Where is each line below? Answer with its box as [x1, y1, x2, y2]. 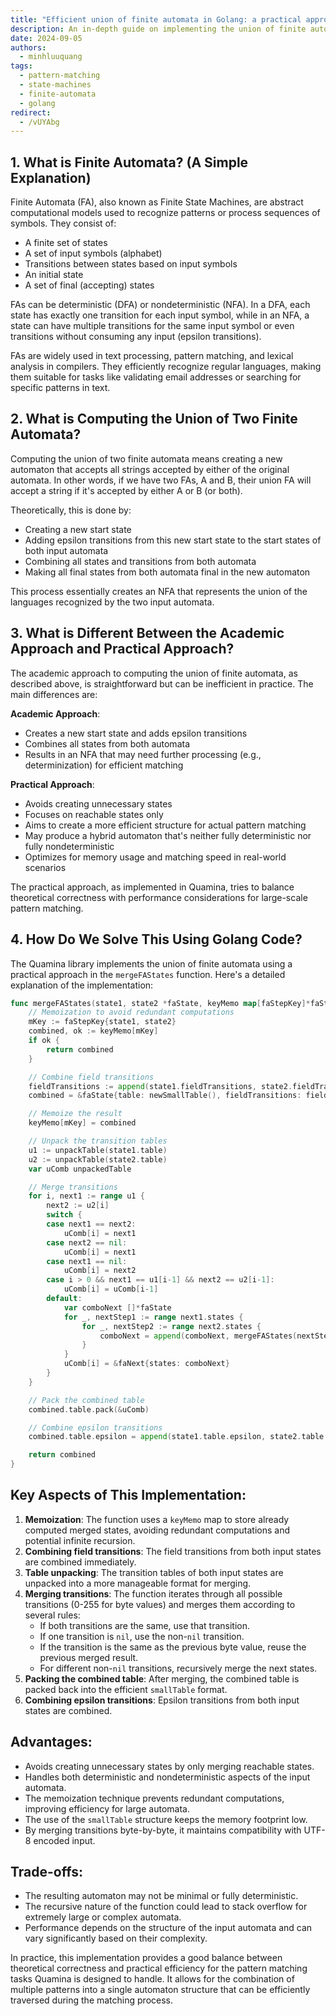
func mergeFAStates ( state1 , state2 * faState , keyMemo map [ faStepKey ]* [10, 998, 311, 1008]
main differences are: [10, 688, 98, 700]
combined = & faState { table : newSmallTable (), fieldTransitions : [28, 1091, 302, 1101]
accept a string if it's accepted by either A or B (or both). [10, 484, 243, 496]
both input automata [24, 544, 109, 556]
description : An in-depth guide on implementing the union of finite [10, 24, 307, 34]
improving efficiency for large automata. [24, 1802, 190, 1815]
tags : [10, 61, 33, 71]
